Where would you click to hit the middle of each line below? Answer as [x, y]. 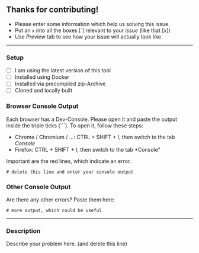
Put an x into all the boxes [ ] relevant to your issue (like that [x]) [92, 30]
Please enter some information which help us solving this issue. [92, 24]
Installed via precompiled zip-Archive [60, 84]
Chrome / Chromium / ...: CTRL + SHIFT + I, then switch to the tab [95, 137]
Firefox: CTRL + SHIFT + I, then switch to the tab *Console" [88, 149]
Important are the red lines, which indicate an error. [69, 161]
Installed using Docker [42, 77]
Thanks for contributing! [52, 10]
